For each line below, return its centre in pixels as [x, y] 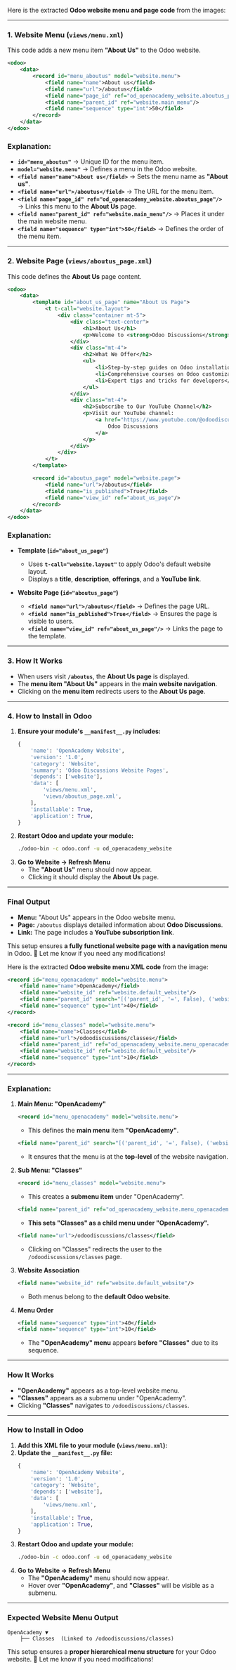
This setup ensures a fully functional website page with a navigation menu [117, 946]
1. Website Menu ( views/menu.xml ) [65, 34]
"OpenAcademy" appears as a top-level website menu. [98, 1390]
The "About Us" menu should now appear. [90, 869]
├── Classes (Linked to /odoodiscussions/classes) [97, 1638]
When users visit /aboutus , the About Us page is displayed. [103, 676]
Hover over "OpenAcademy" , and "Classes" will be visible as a [121, 1586]
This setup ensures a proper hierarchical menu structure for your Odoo [112, 1651]
